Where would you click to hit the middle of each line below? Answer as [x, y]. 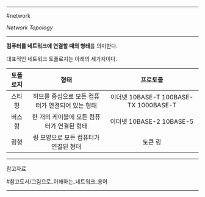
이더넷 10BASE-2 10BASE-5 [152, 121]
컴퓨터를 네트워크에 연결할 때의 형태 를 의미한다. [62, 46]
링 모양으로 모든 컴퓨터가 [66, 138]
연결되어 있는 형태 [73, 106]
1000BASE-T [157, 105]
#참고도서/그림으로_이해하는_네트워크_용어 [57, 181]
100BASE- [178, 97]
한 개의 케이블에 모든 [60, 117]
